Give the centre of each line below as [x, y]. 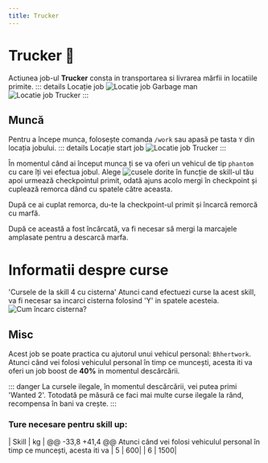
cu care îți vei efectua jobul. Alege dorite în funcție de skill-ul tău [131, 172]
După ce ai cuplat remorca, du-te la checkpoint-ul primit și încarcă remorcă [133, 205]
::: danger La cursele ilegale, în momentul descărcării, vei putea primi [123, 387]
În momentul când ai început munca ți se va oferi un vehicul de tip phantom [131, 164]
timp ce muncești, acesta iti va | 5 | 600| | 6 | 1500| [93, 450]
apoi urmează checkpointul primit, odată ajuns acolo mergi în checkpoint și [133, 181]
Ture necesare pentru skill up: [68, 424]
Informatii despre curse [89, 270]
